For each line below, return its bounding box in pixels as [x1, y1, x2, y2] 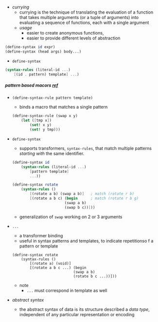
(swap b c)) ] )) [64, 205, 95, 210]
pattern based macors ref [5, 82, 58, 88]
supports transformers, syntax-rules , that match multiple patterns [19, 145, 152, 151]
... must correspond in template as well [26, 287, 107, 293]
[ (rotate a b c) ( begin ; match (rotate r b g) [30, 196, 139, 201]
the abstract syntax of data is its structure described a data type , [19, 306, 150, 312]
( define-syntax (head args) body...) [5, 49, 82, 54]
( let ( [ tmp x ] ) [21, 118, 52, 123]
